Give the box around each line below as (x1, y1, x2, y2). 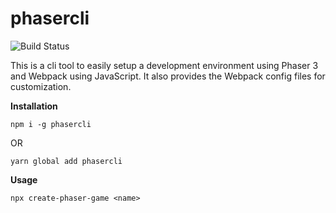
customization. (10, 80, 72, 92)
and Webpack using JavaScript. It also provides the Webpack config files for (10, 70, 326, 82)
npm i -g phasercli (10, 119, 92, 129)
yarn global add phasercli (10, 156, 123, 166)
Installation (10, 100, 58, 112)
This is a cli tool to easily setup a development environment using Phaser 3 (10, 59, 319, 71)
